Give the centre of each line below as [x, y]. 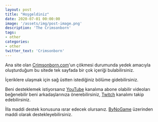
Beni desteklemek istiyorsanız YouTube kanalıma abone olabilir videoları [78, 89]
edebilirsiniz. [18, 99]
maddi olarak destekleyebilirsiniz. [39, 114]
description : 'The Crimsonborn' [38, 28]
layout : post [18, 10]
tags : [11, 32]
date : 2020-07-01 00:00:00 [33, 19]
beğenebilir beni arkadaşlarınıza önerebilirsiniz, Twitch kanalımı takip [75, 94]
